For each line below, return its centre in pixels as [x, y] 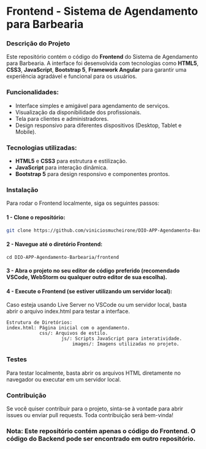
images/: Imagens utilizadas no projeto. [126, 344]
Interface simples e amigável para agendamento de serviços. [92, 106]
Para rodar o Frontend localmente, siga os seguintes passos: [83, 203]
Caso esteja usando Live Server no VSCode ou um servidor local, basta [97, 305]
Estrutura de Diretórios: [39, 323]
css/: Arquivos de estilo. [74, 333]
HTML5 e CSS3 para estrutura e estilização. [71, 161]
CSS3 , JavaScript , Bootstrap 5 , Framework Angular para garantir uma [97, 70]
